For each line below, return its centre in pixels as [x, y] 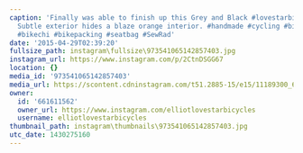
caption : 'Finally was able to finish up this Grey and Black [129, 18]
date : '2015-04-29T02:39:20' [64, 43]
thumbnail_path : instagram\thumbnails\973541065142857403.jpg [129, 127]
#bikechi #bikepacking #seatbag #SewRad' [96, 34]
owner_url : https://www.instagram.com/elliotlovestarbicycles [137, 110]
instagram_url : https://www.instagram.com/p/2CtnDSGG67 [116, 59]
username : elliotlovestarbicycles [82, 118]
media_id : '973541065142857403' [70, 76]
